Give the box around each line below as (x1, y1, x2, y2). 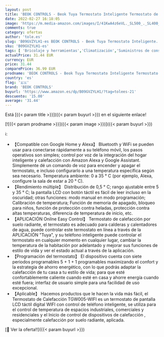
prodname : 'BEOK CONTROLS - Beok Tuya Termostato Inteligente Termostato (5, 71, 159, 76)
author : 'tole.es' (5, 35, 42, 40)
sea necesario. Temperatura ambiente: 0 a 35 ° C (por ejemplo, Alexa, (12, 173, 153, 179)
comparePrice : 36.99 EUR (5, 67, 56, 72)
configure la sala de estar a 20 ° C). (12, 178, 84, 184)
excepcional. (12, 285, 38, 291)
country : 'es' (5, 75, 34, 80)
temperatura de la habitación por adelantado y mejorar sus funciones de (12, 242, 158, 248)
